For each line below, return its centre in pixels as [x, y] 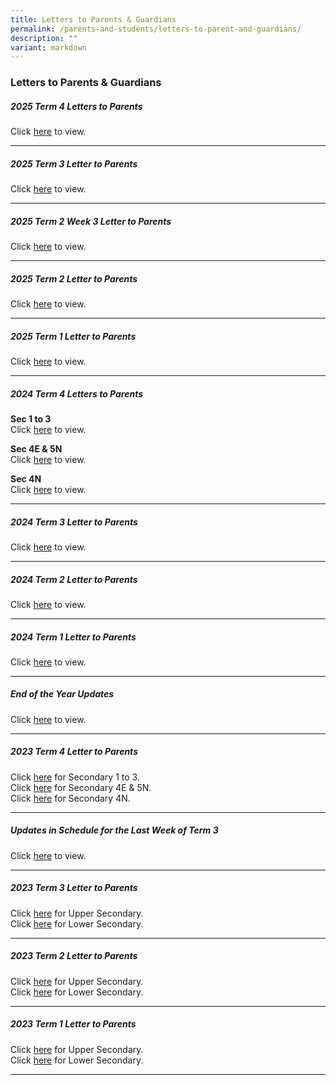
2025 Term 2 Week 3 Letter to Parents [91, 221]
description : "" [44, 38]
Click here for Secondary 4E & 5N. [81, 787]
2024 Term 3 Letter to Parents [74, 522]
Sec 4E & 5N [36, 448]
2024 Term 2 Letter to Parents [74, 579]
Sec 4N [26, 478]
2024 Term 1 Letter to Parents [73, 637]
